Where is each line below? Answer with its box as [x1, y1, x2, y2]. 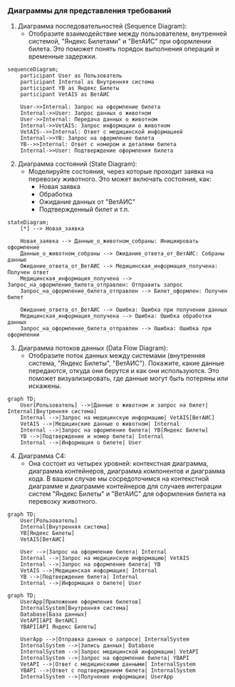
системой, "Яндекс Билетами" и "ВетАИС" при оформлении [28, 37, 211, 46]
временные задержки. [28, 52, 98, 61]
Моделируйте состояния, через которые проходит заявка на [28, 167, 214, 176]
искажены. [28, 382, 62, 390]
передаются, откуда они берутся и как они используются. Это [28, 367, 219, 375]
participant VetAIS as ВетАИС [20, 91, 110, 98]
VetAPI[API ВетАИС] [20, 617, 78, 624]
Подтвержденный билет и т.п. [38, 205, 130, 214]
